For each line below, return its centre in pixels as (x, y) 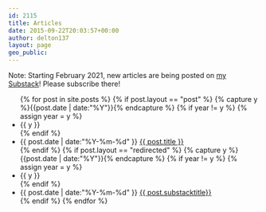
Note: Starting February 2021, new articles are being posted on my (117, 75)
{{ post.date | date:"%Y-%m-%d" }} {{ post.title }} (102, 141)
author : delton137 (39, 38)
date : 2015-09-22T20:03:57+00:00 (64, 30)
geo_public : (28, 53)
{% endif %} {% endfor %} (64, 201)
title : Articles (35, 23)
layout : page (30, 45)
